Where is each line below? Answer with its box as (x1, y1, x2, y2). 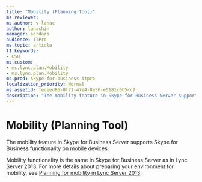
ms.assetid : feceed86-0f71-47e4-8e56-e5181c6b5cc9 (6, 87, 136, 93)
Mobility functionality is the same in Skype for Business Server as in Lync (6, 156, 188, 163)
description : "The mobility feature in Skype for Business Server (6, 93, 176, 99)
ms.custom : (6, 59, 34, 65)
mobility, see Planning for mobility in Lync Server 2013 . (6, 169, 142, 176)
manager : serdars (6, 31, 50, 37)
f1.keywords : (6, 48, 39, 54)
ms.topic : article (6, 43, 52, 49)
